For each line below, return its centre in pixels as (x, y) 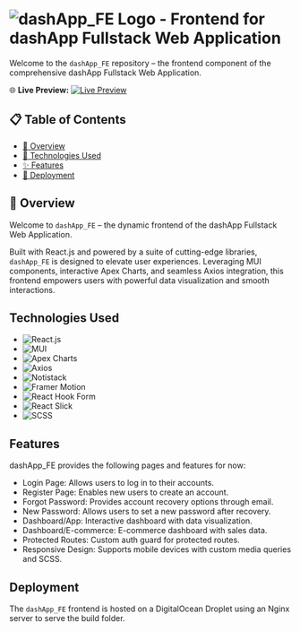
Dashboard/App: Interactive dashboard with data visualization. (137, 521)
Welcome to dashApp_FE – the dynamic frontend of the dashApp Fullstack (143, 225)
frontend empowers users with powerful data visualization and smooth (140, 280)
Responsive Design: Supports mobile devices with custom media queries (157, 549)
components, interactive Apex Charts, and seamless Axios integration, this (146, 271)
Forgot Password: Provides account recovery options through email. (148, 502)
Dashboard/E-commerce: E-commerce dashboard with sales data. (145, 531)
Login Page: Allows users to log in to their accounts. (118, 483)
